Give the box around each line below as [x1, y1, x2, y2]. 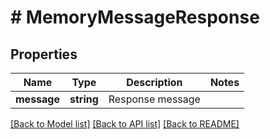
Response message [108, 92, 201, 106]
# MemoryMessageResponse [10, 6, 260, 29]
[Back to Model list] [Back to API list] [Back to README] [10, 118, 240, 130]
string [69, 92, 99, 106]
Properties [10, 46, 78, 63]
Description [126, 76, 183, 89]
